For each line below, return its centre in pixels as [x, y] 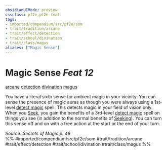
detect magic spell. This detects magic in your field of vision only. [84, 107]
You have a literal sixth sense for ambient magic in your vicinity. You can [80, 96]
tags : [11, 19]
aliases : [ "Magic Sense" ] [32, 48]
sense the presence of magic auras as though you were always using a [79, 102]
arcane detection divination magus [41, 87]
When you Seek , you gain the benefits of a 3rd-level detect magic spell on [83, 112]
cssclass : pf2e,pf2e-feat [32, 15]
